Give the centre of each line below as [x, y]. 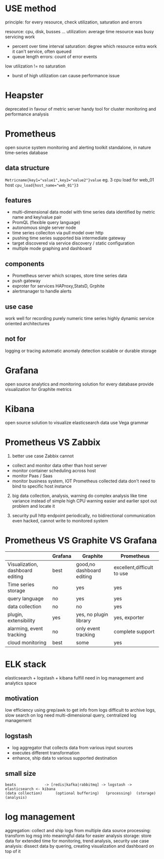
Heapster [24, 95]
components [25, 264]
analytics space [21, 683]
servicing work [20, 37]
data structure [27, 168]
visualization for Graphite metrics [38, 389]
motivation [22, 698]
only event [88, 628]
